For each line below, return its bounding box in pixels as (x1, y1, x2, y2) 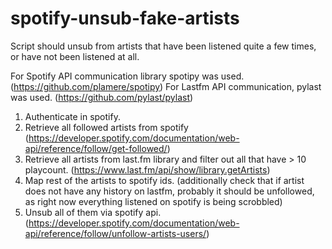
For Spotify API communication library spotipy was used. (10, 70, 245, 82)
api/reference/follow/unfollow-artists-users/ (24, 227, 207, 239)
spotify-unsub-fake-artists (10, 7, 240, 30)
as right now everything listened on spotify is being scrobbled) (24, 195, 283, 207)
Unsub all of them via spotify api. (24, 206, 162, 218)
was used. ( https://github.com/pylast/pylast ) (10, 91, 194, 103)
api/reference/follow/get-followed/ (24, 142, 168, 154)
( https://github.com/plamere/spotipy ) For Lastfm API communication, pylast (10, 80, 322, 92)
